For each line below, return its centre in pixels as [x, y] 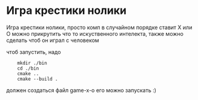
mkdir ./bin [32, 63]
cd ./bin [28, 68]
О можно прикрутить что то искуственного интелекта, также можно [95, 33]
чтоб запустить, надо [34, 52]
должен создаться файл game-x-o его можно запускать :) [81, 90]
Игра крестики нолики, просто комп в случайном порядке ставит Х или [99, 27]
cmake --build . [38, 79]
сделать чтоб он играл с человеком [53, 40]
